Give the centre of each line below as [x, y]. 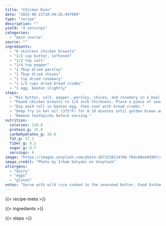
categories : [17, 33]
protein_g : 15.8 [26, 129]
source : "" [16, 42]
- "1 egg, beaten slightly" [39, 88]
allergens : [16, 167]
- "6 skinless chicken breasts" [43, 51]
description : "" [22, 24]
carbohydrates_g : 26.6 [33, 134]
